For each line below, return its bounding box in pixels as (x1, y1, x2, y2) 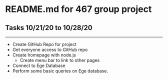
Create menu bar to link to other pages (19, 57, 100, 63)
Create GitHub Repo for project (12, 41, 76, 47)
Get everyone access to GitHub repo (12, 46, 88, 52)
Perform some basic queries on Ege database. (12, 68, 108, 73)
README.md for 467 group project (5, 3, 152, 15)
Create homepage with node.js (12, 52, 76, 58)
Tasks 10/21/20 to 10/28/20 (5, 23, 92, 32)
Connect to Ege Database (12, 62, 66, 68)
